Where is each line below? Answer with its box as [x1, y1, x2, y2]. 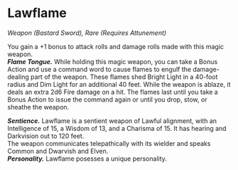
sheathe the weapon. [7, 102, 70, 111]
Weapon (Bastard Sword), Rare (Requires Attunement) [7, 28, 167, 37]
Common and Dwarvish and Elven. [7, 147, 109, 155]
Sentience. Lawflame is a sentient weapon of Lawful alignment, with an [7, 116, 217, 125]
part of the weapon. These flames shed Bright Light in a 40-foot [31, 73, 218, 81]
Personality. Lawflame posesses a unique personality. [7, 154, 167, 163]
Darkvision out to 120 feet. [7, 132, 85, 140]
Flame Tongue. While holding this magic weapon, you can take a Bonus [7, 57, 218, 65]
